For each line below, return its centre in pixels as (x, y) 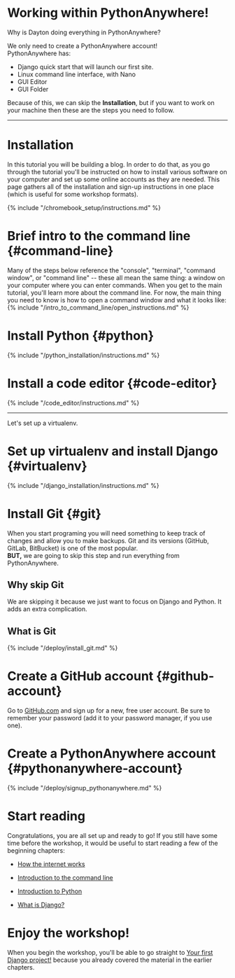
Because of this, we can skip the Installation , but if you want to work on (111, 102)
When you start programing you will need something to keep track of (106, 533)
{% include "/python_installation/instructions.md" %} (84, 355)
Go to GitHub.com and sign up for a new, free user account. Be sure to (109, 711)
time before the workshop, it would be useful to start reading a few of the (113, 843)
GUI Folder (33, 89)
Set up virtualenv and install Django (113, 451)
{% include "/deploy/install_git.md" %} (63, 648)
